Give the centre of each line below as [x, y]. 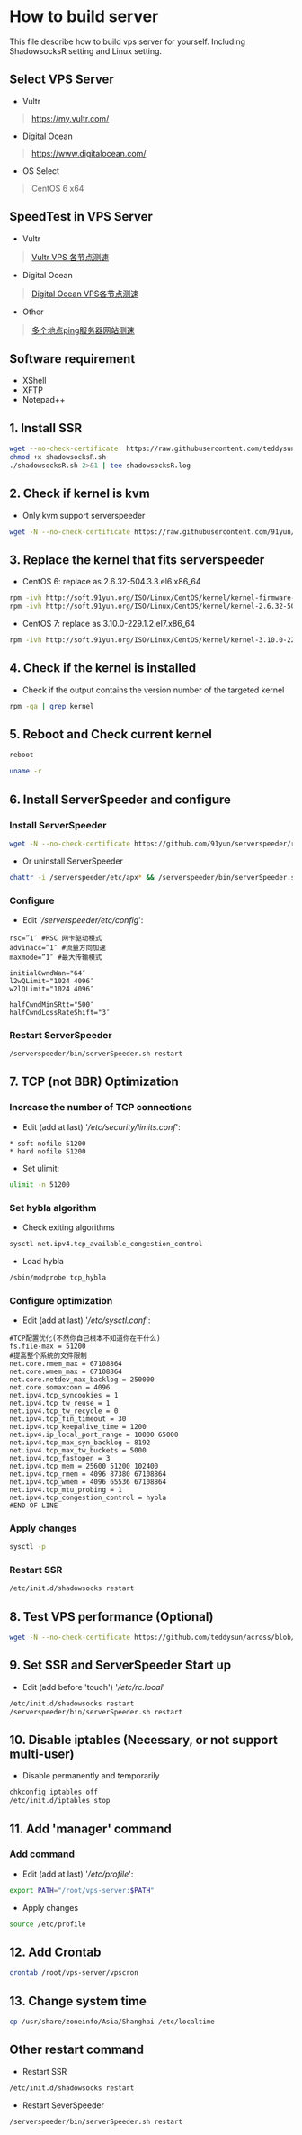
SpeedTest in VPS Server [81, 217]
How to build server [84, 17]
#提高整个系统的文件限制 [48, 1356]
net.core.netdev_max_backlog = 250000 [82, 1380]
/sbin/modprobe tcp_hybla [58, 1277]
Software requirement [72, 359]
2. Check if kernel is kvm [80, 494]
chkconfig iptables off [54, 1792]
